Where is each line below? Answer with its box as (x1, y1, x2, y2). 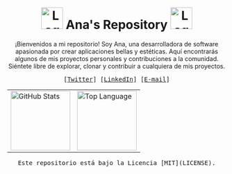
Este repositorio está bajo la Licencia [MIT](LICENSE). (17, 159, 216, 166)
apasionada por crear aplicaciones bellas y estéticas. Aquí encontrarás (15, 47, 219, 55)
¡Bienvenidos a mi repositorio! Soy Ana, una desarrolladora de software (15, 40, 219, 48)
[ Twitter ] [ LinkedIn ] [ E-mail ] (63, 75, 170, 83)
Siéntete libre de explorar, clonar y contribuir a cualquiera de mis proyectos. (8, 62, 226, 70)
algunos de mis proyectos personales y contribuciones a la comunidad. (15, 54, 219, 62)
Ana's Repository (65, 17, 168, 33)
